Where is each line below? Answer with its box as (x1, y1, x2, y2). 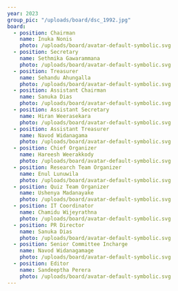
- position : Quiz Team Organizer (13, 183, 110, 190)
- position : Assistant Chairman (13, 87, 107, 94)
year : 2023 (7, 10, 39, 17)
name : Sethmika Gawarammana (19, 55, 100, 62)
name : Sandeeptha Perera (19, 266, 91, 273)
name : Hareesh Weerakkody (19, 151, 95, 159)
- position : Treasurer (13, 68, 79, 74)
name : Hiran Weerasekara (19, 112, 91, 119)
